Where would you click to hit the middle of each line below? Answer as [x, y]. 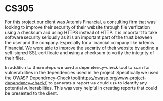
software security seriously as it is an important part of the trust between [79, 37]
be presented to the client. [32, 93]
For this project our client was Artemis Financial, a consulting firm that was [80, 22]
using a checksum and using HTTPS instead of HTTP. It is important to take [81, 32]
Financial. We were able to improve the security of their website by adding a [81, 48]
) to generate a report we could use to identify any [96, 83]
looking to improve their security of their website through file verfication [78, 27]
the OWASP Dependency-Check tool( [43, 78]
